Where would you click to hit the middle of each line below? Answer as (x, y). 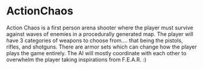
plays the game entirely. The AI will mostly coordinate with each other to (96, 53)
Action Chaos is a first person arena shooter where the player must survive (100, 28)
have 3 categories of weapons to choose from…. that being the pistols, (95, 40)
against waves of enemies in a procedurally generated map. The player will (100, 34)
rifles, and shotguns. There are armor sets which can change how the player (101, 47)
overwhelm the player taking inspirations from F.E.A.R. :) (76, 59)
